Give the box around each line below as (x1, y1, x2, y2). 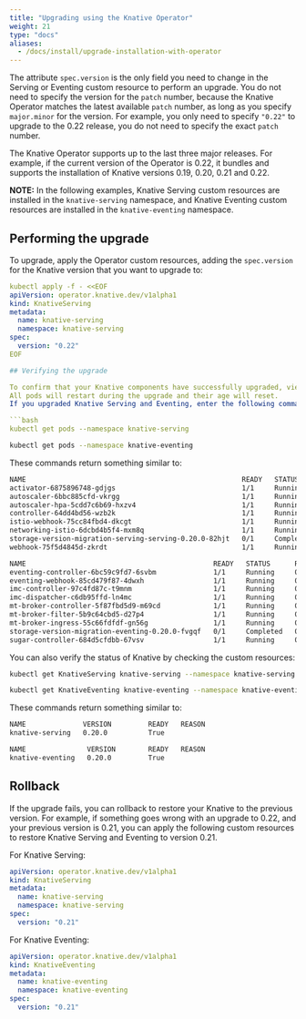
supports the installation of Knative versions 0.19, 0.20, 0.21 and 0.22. (9, 168, 270, 178)
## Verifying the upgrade (9, 366, 107, 375)
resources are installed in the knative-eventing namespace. (9, 204, 234, 215)
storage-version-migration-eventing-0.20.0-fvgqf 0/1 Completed (9, 627, 283, 636)
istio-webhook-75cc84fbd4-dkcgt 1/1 (9, 517, 255, 526)
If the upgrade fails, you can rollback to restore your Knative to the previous (9, 802, 293, 813)
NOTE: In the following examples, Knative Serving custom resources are (9, 185, 280, 196)
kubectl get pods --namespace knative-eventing (9, 441, 194, 451)
